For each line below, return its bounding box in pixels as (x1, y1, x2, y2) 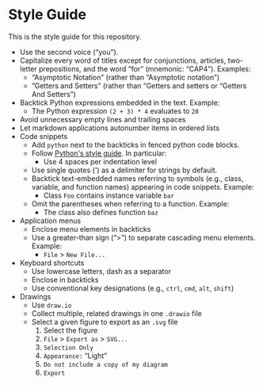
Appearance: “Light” (43, 351, 108, 360)
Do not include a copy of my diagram (43, 360, 168, 368)
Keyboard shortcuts (19, 258, 85, 268)
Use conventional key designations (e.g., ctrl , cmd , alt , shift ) (31, 283, 234, 293)
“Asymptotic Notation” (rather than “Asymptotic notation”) (31, 72, 220, 82)
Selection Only (43, 344, 93, 352)
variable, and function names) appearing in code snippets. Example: (31, 182, 254, 191)
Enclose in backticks (31, 275, 99, 284)
